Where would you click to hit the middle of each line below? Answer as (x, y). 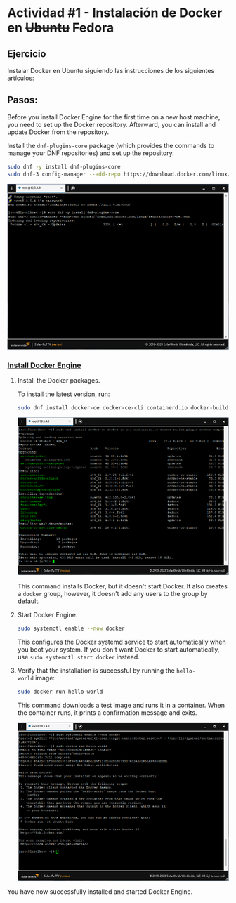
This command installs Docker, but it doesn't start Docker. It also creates (123, 586)
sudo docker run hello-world (60, 692)
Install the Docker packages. (59, 381)
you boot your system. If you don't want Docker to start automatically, (118, 650)
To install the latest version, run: (64, 394)
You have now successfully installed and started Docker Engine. (100, 891)
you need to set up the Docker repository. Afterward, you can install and (112, 124)
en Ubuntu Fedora (61, 28)
